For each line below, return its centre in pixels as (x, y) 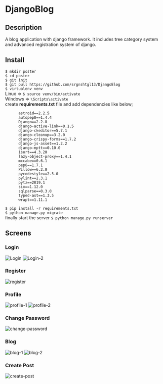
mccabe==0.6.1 (33, 161)
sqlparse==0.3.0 (35, 191)
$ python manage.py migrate (34, 213)
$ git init (16, 80)
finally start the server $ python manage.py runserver (59, 217)
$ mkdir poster (21, 71)
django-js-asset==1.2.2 (43, 144)
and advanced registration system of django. (51, 45)
